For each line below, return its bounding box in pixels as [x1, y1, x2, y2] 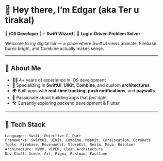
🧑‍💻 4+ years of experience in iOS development [12, 77, 106, 83]
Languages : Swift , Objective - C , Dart [5, 133, 81, 138]
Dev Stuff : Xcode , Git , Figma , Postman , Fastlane [5, 151, 108, 157]
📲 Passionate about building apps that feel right [12, 95, 107, 100]
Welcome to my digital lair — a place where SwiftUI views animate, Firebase [5, 40, 157, 46]
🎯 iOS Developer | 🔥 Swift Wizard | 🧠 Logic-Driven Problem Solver [5, 31, 141, 36]
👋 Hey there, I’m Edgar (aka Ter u [5, 4, 139, 16]
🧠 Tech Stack [5, 121, 46, 129]
